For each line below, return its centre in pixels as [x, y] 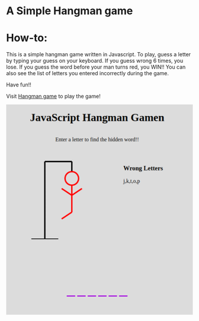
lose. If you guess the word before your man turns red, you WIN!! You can [96, 67]
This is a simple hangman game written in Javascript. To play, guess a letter [99, 54]
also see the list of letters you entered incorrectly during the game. [87, 73]
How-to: [27, 38]
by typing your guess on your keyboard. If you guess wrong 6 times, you [95, 61]
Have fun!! [19, 85]
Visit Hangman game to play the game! [53, 97]
